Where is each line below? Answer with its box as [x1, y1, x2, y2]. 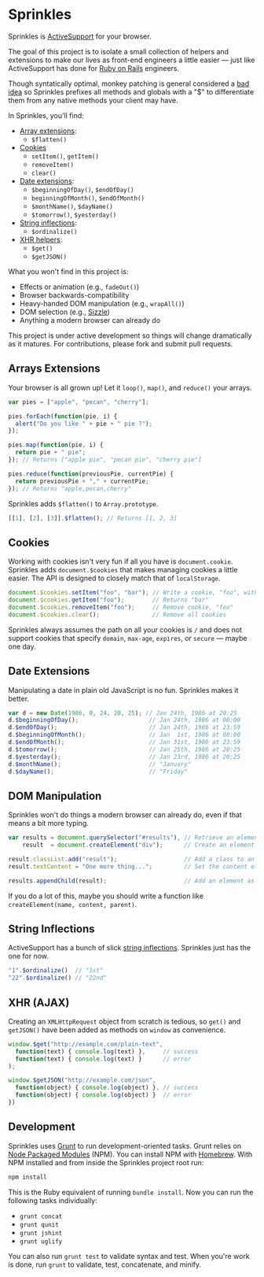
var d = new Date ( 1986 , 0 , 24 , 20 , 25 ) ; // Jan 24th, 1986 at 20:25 [8, 709, 237, 717]
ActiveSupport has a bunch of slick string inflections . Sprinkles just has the [8, 943, 251, 953]
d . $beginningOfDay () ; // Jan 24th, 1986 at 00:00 [8, 716, 241, 724]
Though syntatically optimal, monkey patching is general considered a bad [8, 79, 250, 88]
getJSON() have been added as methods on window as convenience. [8, 1025, 226, 1035]
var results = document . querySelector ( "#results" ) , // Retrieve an [8, 834, 234, 842]
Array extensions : [19, 126, 77, 135]
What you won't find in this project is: [8, 266, 129, 276]
